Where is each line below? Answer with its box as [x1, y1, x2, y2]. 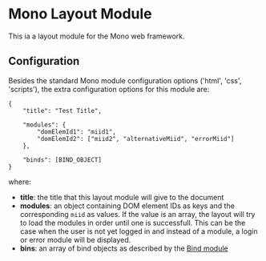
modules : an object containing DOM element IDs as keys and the [19, 201, 235, 211]
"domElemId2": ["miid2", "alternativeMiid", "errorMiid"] [37, 135, 235, 143]
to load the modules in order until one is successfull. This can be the [19, 218, 246, 227]
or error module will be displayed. [19, 235, 131, 244]
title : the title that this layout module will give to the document [19, 192, 224, 202]
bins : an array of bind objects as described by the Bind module [19, 243, 228, 253]
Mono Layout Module [8, 5, 152, 23]
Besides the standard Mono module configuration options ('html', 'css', [8, 75, 242, 85]
